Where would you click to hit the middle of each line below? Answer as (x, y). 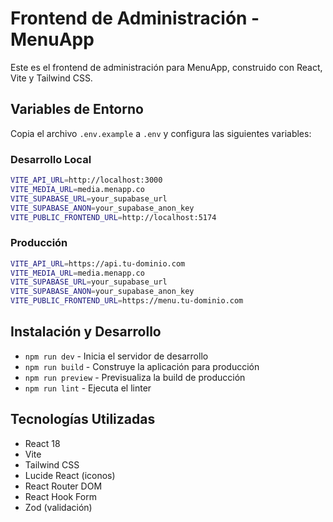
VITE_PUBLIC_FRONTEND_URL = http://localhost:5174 (113, 217)
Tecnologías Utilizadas (83, 419)
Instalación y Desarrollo (86, 332)
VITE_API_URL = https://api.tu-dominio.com (98, 263)
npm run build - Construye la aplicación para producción (142, 366)
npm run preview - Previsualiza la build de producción (135, 377)
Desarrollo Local (51, 159)
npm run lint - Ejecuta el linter (88, 388)
